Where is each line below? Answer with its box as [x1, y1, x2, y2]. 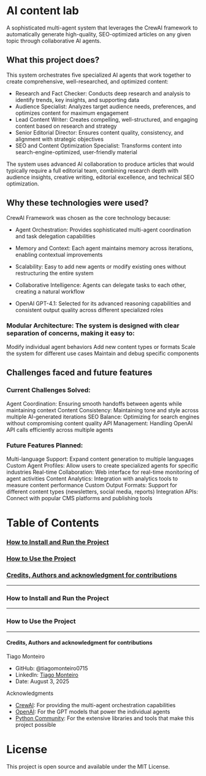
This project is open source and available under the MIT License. [6, 762, 170, 770]
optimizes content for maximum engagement [15, 109, 129, 117]
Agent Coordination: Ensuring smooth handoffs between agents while [6, 400, 182, 407]
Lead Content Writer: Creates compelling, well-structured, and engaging [15, 116, 198, 123]
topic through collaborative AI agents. [6, 37, 102, 44]
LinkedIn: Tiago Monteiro [15, 671, 78, 678]
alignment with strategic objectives [15, 135, 104, 143]
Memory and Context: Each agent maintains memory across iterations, [15, 244, 194, 252]
